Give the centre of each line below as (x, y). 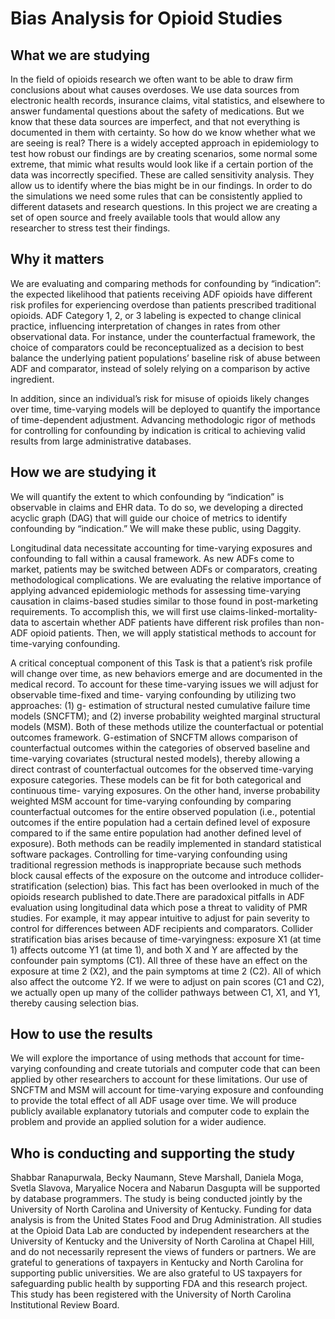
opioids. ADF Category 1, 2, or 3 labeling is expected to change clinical (156, 315)
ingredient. (32, 379)
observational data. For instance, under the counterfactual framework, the (163, 336)
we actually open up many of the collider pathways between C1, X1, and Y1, (165, 992)
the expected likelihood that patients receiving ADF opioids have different (161, 294)
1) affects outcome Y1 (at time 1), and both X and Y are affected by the (154, 949)
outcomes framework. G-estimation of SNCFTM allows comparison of (154, 737)
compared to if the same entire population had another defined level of (156, 833)
